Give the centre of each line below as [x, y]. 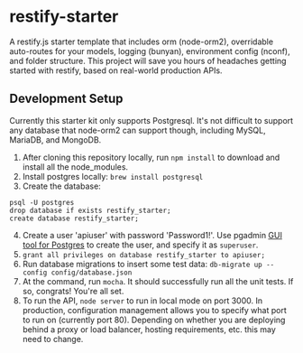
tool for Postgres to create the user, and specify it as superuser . [140, 245]
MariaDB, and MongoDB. [55, 139]
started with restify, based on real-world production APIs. [116, 70]
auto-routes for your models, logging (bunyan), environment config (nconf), [150, 51]
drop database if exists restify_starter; [90, 210]
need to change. [53, 339]
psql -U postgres [42, 202]
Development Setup [66, 99]
